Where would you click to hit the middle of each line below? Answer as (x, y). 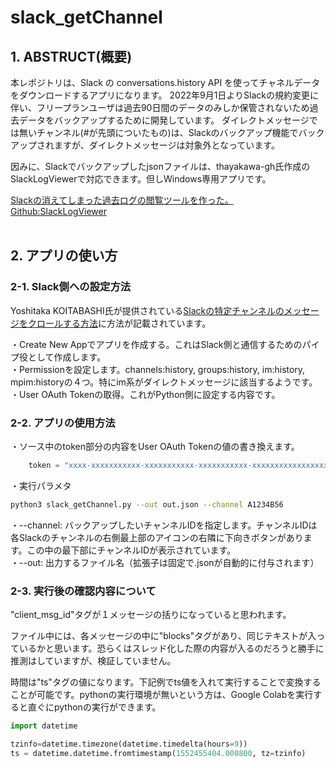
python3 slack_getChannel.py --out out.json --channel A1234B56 (147, 504)
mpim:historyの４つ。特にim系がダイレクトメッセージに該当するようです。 (164, 382)
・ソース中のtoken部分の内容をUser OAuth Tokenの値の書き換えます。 (155, 446)
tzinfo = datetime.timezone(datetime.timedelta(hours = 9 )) (129, 744)
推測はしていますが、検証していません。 (93, 661)
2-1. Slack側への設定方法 (71, 287)
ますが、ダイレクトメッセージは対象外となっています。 (166, 145)
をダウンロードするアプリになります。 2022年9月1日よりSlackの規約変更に (164, 95)
